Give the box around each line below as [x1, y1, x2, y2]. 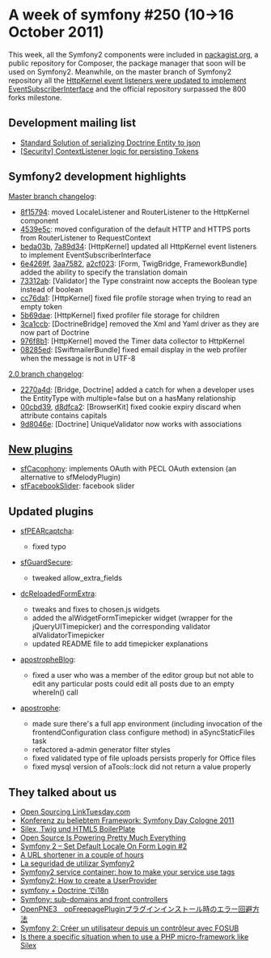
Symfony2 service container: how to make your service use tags [19, 867, 235, 876]
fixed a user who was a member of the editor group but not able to [32, 671, 254, 680]
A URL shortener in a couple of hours [19, 850, 144, 859]
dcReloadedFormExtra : [19, 589, 97, 598]
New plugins [8, 442, 73, 456]
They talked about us [8, 786, 117, 799]
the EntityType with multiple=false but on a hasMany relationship [19, 393, 236, 402]
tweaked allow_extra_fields [32, 573, 123, 583]
